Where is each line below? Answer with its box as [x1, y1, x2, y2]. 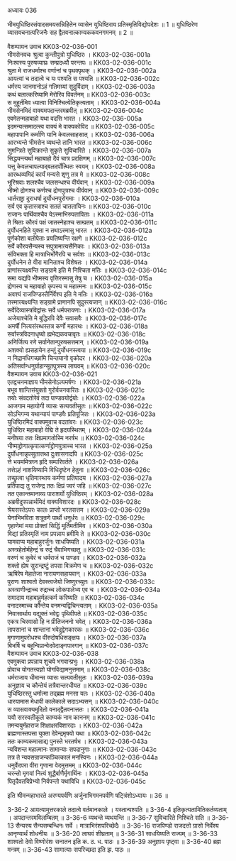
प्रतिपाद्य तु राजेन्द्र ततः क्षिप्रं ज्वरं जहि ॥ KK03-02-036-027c [7, 482, 152, 490]
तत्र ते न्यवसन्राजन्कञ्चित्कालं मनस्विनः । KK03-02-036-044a [7, 753, 158, 762]
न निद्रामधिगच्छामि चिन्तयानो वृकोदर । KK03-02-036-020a [7, 354, 152, 362]
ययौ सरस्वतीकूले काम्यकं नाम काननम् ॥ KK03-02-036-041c [7, 713, 156, 721]
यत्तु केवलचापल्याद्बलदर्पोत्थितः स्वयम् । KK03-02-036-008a [7, 163, 156, 170]
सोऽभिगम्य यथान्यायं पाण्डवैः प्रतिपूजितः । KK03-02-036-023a [7, 410, 156, 418]
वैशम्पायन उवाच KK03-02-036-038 [7, 649, 99, 657]
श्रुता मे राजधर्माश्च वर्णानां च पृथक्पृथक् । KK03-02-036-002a [7, 67, 157, 75]
